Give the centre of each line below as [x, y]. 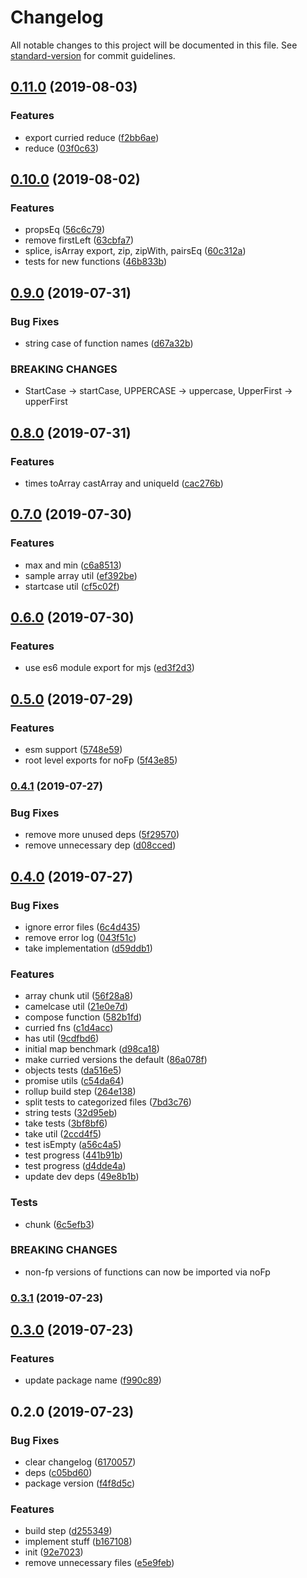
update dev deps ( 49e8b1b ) [82, 1177]
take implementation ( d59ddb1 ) [88, 948]
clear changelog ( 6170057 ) [80, 1462]
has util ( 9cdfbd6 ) [62, 1038]
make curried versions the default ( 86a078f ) [116, 1060]
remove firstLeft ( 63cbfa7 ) [79, 240]
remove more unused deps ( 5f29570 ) [102, 835]
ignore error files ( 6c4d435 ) [82, 927]
